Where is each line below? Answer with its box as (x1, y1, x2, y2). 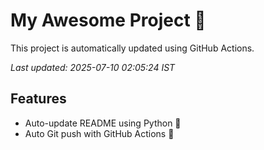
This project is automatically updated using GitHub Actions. (10, 42, 255, 54)
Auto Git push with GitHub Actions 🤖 (24, 127, 175, 139)
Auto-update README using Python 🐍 (24, 117, 182, 129)
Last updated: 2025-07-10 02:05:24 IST (10, 61, 176, 73)
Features (10, 90, 67, 108)
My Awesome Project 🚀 (10, 9, 207, 32)
